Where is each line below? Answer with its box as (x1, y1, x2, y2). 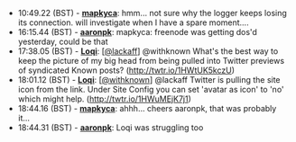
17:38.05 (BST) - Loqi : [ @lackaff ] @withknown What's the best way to (17, 46, 279, 57)
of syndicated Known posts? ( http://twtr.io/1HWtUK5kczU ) (17, 65, 236, 75)
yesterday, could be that (17, 36, 108, 47)
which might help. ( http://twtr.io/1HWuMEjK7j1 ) (17, 93, 192, 104)
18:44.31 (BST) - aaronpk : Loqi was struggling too (17, 122, 204, 133)
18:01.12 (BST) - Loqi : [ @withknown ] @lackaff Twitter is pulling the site (17, 75, 282, 84)
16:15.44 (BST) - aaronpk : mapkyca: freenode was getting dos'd (17, 27, 257, 37)
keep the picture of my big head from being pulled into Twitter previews (17, 56, 285, 66)
